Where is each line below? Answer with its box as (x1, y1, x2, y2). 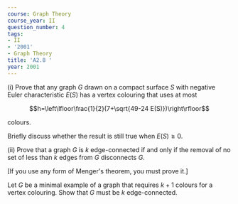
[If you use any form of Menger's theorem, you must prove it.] (7, 166, 188, 175)
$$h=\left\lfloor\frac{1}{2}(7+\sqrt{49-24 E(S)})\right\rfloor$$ (29, 104, 210, 112)
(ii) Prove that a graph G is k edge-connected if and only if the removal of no (7, 145, 231, 154)
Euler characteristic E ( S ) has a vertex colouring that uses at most (7, 90, 198, 99)
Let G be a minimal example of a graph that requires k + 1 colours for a (7, 181, 213, 189)
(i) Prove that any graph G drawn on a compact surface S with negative (7, 82, 215, 91)
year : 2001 (7, 63, 40, 70)
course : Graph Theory (7, 10, 72, 18)
